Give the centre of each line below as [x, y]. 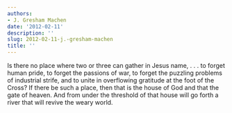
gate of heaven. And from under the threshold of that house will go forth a [113, 95]
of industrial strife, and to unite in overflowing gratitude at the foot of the [111, 80]
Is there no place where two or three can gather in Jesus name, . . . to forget [116, 66]
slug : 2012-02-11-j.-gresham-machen [60, 40]
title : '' [22, 46]
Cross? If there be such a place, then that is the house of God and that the [113, 88]
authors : [20, 14]
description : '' [31, 33]
